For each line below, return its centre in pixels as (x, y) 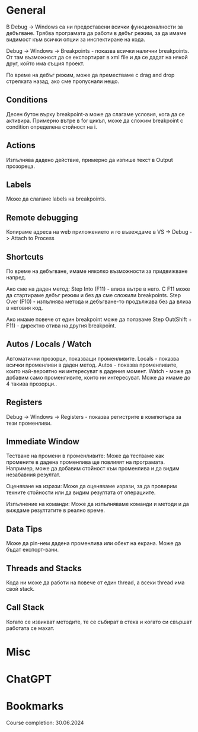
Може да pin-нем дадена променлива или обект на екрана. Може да (94, 543)
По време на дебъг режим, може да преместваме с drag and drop (90, 75)
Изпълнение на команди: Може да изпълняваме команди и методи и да (98, 504)
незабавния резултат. (33, 475)
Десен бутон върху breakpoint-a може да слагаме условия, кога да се (95, 114)
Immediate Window (43, 442)
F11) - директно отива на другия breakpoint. (61, 326)
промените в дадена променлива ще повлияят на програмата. (85, 462)
